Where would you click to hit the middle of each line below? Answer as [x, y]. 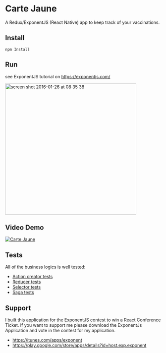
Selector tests [27, 287]
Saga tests [23, 293]
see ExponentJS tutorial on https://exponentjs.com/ [58, 76]
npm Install [17, 49]
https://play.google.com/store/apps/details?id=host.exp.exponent [79, 345]
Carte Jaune [31, 9]
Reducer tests [27, 282]
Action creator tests [32, 277]
